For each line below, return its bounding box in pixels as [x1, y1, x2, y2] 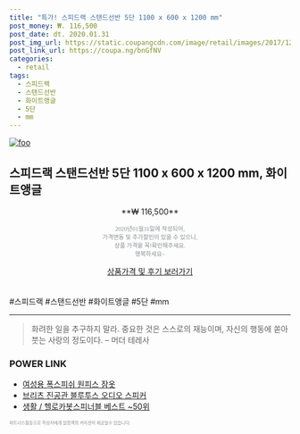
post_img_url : [9, 38, 62, 47]
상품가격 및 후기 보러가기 [106, 265, 194, 277]
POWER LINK [9, 357, 67, 370]
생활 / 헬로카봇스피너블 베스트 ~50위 [21, 401, 150, 412]
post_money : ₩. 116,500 [9, 21, 98, 30]
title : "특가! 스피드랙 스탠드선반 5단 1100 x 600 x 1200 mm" [9, 13, 223, 22]
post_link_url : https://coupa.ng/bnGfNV [9, 46, 162, 55]
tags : [9, 71, 29, 80]
